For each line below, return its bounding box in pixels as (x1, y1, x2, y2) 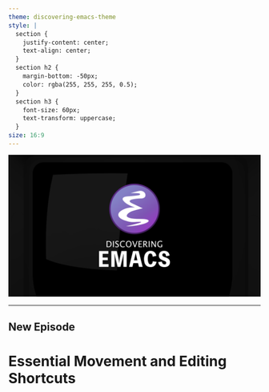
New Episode (8, 320, 76, 333)
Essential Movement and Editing (8, 352, 227, 370)
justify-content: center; (22, 38, 110, 46)
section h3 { (15, 97, 59, 106)
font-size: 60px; (22, 106, 81, 114)
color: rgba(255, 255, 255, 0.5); (22, 80, 138, 88)
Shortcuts (8, 369, 76, 387)
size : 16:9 (8, 131, 45, 139)
